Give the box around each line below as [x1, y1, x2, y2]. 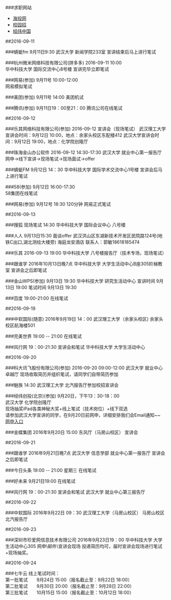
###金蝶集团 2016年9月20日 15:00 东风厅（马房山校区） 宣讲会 [5, 429, 138, 435]
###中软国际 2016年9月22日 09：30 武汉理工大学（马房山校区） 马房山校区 [5, 510, 165, 516]
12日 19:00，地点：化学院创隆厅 [21, 138, 88, 145]
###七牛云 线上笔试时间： [5, 570, 60, 576]
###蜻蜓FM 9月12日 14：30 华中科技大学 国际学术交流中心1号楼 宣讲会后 [5, 166, 158, 173]
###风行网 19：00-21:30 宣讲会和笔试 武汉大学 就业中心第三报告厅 [5, 489, 145, 495]
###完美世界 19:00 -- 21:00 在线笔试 [5, 333, 82, 339]
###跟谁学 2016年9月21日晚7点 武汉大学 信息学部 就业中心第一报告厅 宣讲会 [5, 450, 165, 456]
